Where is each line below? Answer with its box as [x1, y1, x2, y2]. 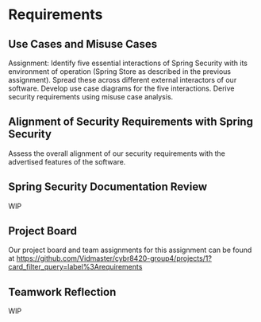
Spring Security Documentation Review [8, 180, 208, 194]
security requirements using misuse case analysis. [8, 92, 174, 101]
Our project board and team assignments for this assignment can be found [8, 245, 252, 255]
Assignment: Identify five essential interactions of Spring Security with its [8, 58, 248, 68]
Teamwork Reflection [8, 285, 117, 299]
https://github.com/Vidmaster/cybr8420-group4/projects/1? [16, 254, 213, 263]
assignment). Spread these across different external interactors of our [8, 76, 237, 84]
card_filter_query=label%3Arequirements [8, 262, 143, 272]
